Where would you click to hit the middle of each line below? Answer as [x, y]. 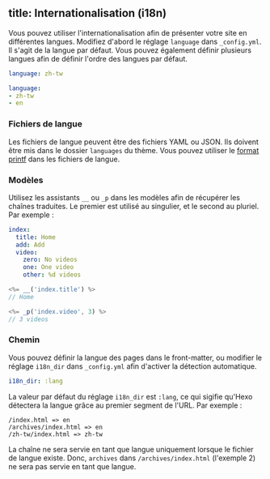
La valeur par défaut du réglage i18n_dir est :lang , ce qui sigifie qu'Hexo [131, 396]
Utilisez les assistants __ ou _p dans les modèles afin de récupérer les [124, 197]
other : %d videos [52, 275]
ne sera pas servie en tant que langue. [72, 466]
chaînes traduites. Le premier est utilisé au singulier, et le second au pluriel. [134, 206]
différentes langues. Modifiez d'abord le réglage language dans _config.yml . [135, 41]
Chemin [24, 340]
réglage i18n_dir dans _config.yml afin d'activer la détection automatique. [133, 366]
